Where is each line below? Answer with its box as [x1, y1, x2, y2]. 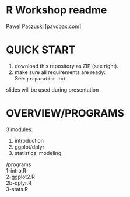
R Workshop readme [6, 3, 107, 17]
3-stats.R [6, 185, 28, 192]
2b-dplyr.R [6, 179, 32, 187]
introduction [14, 137, 44, 144]
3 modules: [6, 126, 33, 133]
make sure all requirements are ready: [14, 68, 106, 76]
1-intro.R [6, 167, 26, 174]
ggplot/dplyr [14, 143, 45, 150]
